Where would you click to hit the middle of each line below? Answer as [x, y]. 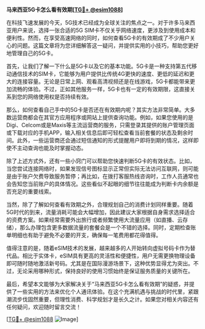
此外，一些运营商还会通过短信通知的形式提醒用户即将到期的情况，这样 [105, 140]
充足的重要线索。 [33, 191]
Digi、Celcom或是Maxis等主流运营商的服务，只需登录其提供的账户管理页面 [100, 125]
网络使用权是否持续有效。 [59, 97]
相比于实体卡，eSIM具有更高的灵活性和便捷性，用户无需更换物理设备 [109, 256]
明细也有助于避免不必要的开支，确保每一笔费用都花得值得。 [86, 235]
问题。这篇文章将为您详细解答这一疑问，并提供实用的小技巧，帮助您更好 [108, 46]
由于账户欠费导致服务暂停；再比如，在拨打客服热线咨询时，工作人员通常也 [105, 176]
